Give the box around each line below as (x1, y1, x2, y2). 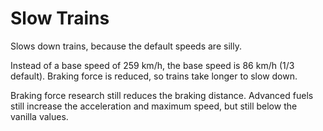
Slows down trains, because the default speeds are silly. (10, 40, 242, 52)
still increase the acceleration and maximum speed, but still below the (10, 100, 298, 112)
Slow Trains (10, 7, 110, 30)
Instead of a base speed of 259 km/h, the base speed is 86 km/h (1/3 (10, 59, 295, 71)
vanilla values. (10, 110, 69, 122)
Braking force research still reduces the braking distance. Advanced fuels (10, 89, 314, 101)
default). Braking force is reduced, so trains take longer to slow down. (10, 70, 298, 82)
